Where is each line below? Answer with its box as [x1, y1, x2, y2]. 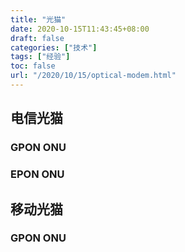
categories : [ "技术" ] [10, 42, 98, 53]
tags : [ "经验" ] [10, 52, 71, 62]
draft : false [10, 33, 65, 43]
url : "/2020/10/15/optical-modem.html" [10, 71, 177, 81]
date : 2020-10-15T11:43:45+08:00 [10, 24, 150, 34]
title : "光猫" [10, 14, 67, 25]
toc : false [10, 61, 56, 71]
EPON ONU [10, 167, 65, 181]
